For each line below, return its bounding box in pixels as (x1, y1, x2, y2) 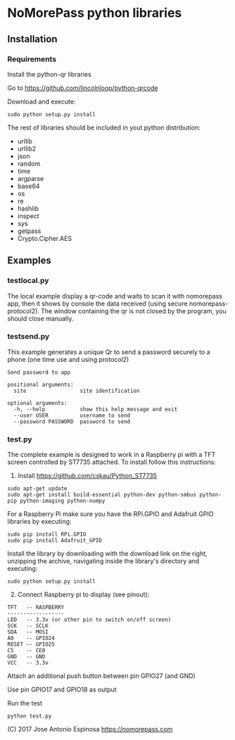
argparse (17, 174, 44, 182)
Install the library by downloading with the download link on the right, (7, 549, 208, 558)
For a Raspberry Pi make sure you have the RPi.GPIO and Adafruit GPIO (7, 510, 214, 518)
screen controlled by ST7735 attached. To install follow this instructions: (7, 458, 216, 466)
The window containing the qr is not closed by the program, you (41, 306, 227, 315)
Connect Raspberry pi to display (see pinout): (17, 590, 150, 599)
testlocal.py (7, 276, 49, 286)
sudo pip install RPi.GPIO (7, 531, 87, 538)
